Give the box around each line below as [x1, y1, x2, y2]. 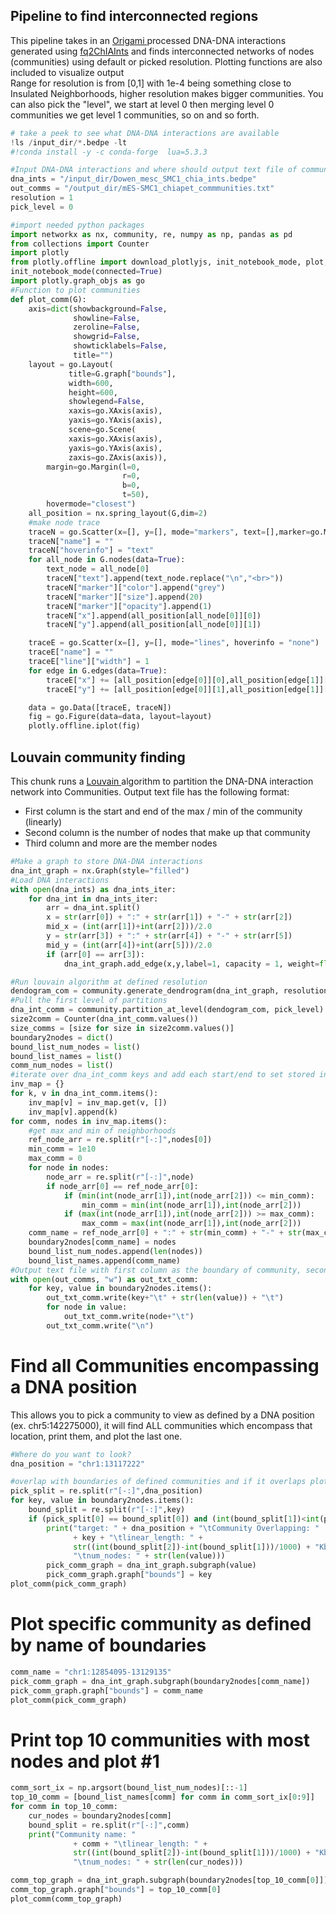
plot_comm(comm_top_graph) [10, 1894, 123, 1904]
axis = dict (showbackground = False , [28, 304, 168, 314]
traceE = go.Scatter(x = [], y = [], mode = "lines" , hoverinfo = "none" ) [28, 638, 320, 648]
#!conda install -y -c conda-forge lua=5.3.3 [10, 147, 208, 157]
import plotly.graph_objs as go [10, 276, 145, 286]
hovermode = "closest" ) [46, 499, 137, 509]
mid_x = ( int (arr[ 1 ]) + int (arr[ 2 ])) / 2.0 [46, 922, 213, 932]
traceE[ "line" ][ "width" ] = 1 [28, 657, 150, 667]
